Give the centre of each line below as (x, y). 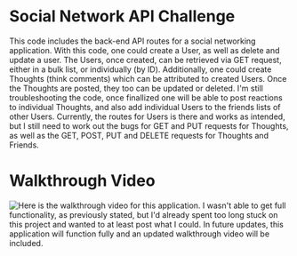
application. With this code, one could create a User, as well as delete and (144, 50)
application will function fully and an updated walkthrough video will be (139, 234)
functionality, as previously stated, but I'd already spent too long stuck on (144, 214)
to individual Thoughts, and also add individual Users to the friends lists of (145, 107)
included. (26, 243)
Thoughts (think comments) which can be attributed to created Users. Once (148, 78)
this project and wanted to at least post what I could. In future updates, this (147, 224)
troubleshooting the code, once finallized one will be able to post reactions (146, 97)
